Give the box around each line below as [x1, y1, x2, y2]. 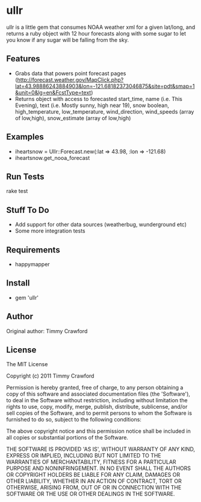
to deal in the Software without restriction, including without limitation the [6, 397, 188, 404]
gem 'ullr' [14, 294, 39, 301]
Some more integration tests [14, 227, 85, 234]
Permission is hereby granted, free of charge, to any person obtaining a [6, 384, 184, 391]
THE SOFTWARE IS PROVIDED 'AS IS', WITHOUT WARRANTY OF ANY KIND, [6, 445, 196, 453]
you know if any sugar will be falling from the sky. [6, 36, 129, 43]
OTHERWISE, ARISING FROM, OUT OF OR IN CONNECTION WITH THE [6, 484, 182, 491]
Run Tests [6, 171, 45, 182]
